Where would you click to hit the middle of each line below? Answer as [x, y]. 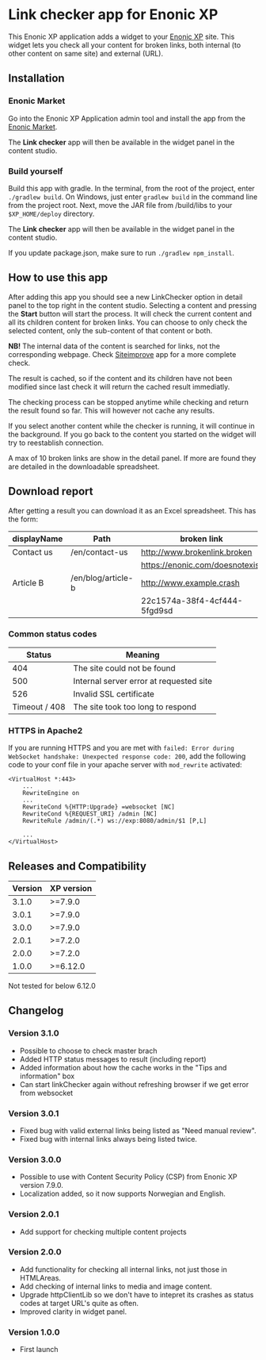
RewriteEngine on [51, 793]
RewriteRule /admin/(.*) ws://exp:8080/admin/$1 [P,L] [115, 821]
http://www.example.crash [190, 582]
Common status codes [53, 634]
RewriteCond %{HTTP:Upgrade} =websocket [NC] [99, 807]
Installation [36, 78]
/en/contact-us [99, 551]
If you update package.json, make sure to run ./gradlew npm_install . [122, 252]
